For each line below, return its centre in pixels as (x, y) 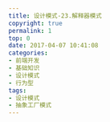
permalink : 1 (30, 31)
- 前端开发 (24, 61)
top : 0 (19, 38)
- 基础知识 (24, 68)
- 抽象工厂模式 (30, 105)
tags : (17, 90)
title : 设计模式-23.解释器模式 (55, 16)
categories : (28, 53)
